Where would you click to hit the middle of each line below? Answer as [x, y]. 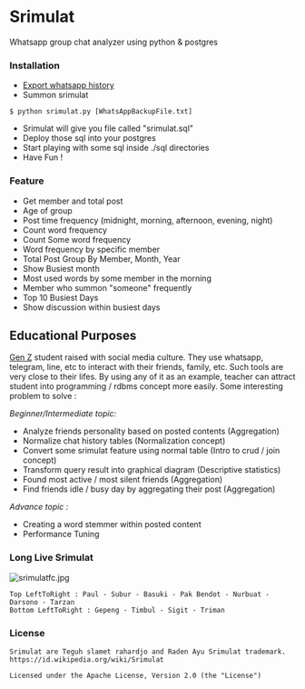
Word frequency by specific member [91, 249]
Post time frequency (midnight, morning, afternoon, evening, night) [148, 220]
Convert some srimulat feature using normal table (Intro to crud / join [151, 451]
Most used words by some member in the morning [117, 278]
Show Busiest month [61, 268]
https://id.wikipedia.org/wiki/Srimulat [87, 659]
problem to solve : [43, 396]
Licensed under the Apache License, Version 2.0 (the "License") [135, 675]
